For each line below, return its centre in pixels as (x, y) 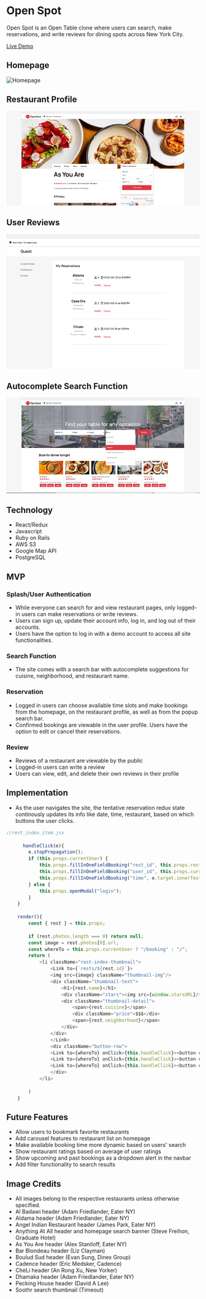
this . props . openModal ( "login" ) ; (80, 891)
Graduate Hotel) (36, 1238)
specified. (28, 1205)
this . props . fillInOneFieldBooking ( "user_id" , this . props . (115, 872)
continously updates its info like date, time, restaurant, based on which (105, 814)
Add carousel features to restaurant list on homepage (83, 1138)
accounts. (28, 627)
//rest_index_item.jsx (35, 833)
